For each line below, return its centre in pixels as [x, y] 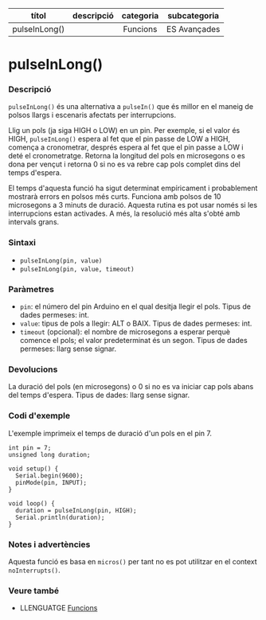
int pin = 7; [30, 448]
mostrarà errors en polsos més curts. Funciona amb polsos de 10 [115, 197]
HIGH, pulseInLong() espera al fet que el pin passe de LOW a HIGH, [119, 139]
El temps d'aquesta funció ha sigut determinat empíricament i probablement [133, 188]
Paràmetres [31, 289]
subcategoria [193, 16]
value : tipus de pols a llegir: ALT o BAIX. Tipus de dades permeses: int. [136, 324]
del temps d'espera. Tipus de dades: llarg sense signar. [99, 395]
